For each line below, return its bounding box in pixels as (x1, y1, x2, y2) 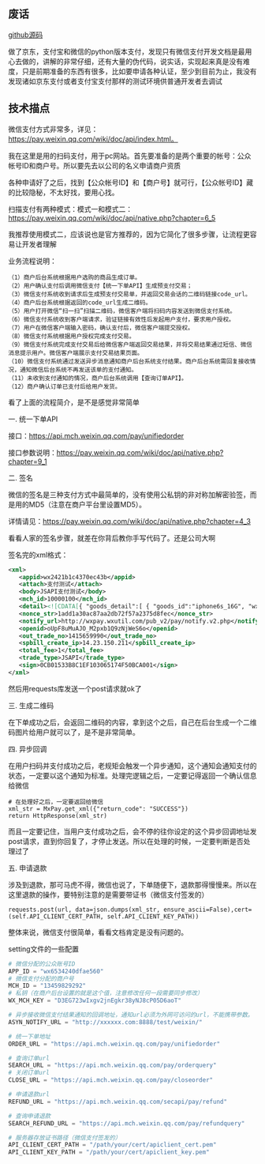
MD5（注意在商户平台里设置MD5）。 (28, 499, 147, 509)
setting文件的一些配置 (8, 944, 79, 954)
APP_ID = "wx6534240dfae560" (8, 967, 104, 975)
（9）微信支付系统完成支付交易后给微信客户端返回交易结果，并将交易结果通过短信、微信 (8, 341, 252, 348)
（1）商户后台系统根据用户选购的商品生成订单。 (8, 273, 141, 281)
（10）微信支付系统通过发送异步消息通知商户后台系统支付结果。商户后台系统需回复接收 (8, 357, 250, 365)
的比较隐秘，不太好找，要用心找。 (8, 187, 119, 197)
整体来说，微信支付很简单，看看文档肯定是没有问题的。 (8, 927, 188, 936)
